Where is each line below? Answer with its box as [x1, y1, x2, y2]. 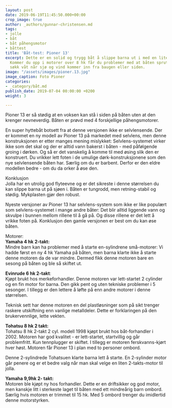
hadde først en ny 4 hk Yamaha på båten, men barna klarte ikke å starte [5, 250, 157, 256]
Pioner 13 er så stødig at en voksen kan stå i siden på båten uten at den [5, 112, 156, 118]
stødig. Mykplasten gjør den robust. [5, 192, 80, 198]
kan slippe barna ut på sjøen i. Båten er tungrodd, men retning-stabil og [5, 186, 156, 192]
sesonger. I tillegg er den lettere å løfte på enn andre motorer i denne [5, 287, 151, 293]
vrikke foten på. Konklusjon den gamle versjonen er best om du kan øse [5, 218, 157, 224]
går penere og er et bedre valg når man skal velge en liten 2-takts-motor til [5, 360, 163, 366]
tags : [5, 27, 17, 32]
